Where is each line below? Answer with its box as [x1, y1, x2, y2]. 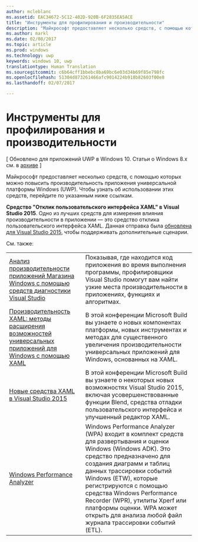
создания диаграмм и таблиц [85, 459, 170, 468]
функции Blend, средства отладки [85, 398, 182, 406]
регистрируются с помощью [85, 481, 168, 489]
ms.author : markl [6, 31, 49, 37]
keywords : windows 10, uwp [6, 58, 72, 64]
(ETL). [85, 525, 103, 534]
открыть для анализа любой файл [85, 511, 183, 519]
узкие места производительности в [85, 283, 188, 291]
